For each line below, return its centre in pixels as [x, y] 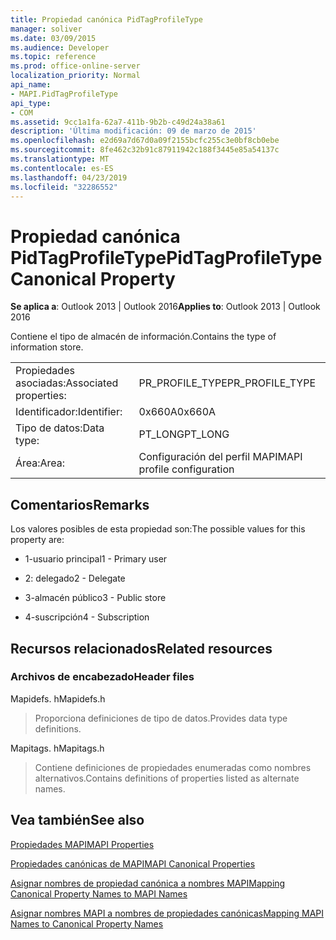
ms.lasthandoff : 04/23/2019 [69, 177]
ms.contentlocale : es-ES [62, 168]
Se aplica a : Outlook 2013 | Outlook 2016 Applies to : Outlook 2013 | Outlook [165, 307]
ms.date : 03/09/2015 [53, 38]
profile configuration [186, 469]
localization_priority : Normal [75, 76]
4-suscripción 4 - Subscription [87, 617]
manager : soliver [46, 29]
